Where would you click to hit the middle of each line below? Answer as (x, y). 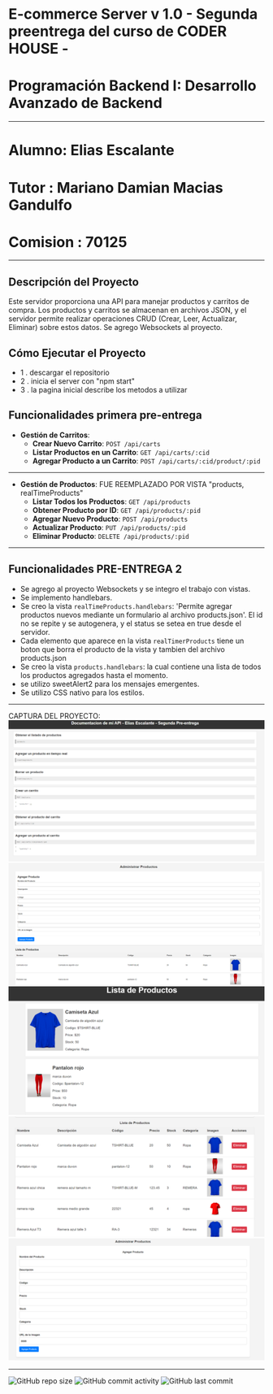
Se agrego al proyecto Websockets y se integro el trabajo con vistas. (135, 588)
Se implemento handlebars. (66, 597)
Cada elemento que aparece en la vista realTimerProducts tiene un (132, 641)
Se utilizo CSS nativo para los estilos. (82, 693)
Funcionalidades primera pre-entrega (105, 415)
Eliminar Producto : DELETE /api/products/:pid (110, 536)
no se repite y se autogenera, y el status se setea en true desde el (131, 623)
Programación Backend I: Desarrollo (132, 86)
